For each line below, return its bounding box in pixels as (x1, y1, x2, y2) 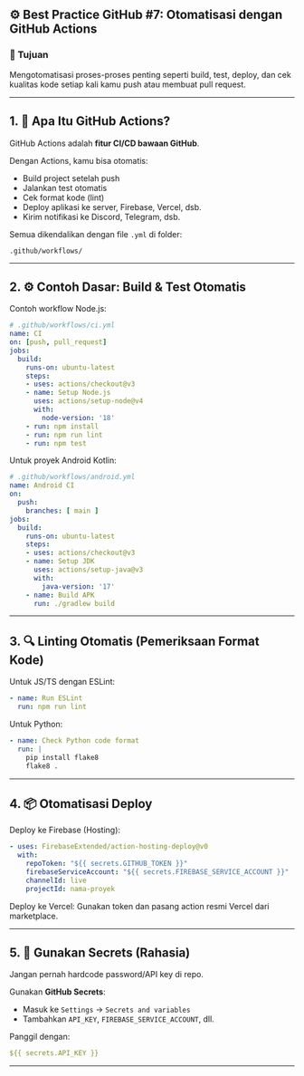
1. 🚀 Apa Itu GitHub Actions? (9, 113, 170, 130)
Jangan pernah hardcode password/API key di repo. (9, 969, 204, 980)
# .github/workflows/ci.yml (9, 321, 116, 330)
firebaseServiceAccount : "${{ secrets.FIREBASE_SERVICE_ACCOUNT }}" (25, 867, 290, 877)
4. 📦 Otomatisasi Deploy (9, 796, 153, 812)
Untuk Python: (9, 719, 63, 729)
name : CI (9, 330, 43, 339)
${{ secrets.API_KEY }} (9, 1049, 100, 1058)
